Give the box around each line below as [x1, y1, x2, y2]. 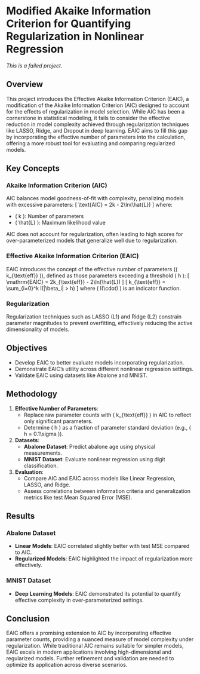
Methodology [6, 389, 58, 399]
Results [6, 511, 35, 521]
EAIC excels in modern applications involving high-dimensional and [6, 648, 172, 655]
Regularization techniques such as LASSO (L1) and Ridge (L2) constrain [6, 313, 182, 320]
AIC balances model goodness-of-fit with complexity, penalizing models [6, 195, 184, 202]
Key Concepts [6, 163, 60, 174]
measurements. [23, 449, 63, 457]
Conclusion [6, 614, 50, 624]
